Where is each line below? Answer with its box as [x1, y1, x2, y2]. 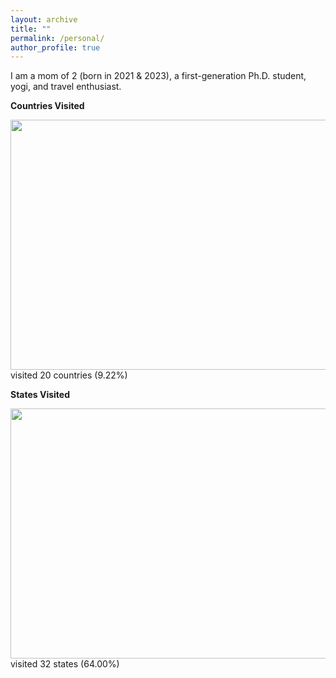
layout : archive [10, 14, 78, 25]
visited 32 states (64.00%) [10, 658, 120, 670]
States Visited [10, 389, 71, 401]
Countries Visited [10, 100, 85, 112]
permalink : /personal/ [10, 33, 105, 43]
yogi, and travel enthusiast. [10, 81, 122, 93]
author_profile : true [10, 42, 101, 53]
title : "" [10, 24, 52, 34]
